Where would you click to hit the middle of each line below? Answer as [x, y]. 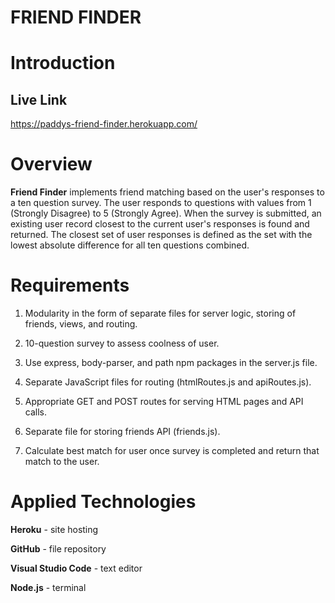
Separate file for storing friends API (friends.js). [122, 432]
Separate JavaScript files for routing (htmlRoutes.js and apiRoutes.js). [168, 382]
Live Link [39, 99]
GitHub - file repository [58, 549]
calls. [35, 412]
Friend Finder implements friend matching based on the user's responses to [167, 192]
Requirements [70, 285]
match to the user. [62, 462]
